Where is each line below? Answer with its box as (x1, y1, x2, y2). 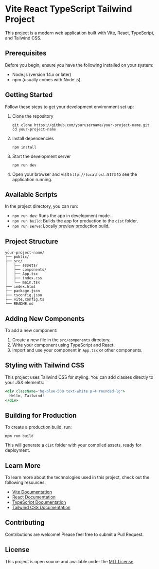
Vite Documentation (12, 489, 53, 495)
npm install (12, 145, 36, 149)
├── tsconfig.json (5, 293, 42, 298)
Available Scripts (5, 190, 57, 199)
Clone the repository (12, 113, 53, 119)
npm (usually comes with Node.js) (12, 76, 81, 82)
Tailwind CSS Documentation (12, 505, 71, 511)
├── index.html (5, 284, 36, 289)
